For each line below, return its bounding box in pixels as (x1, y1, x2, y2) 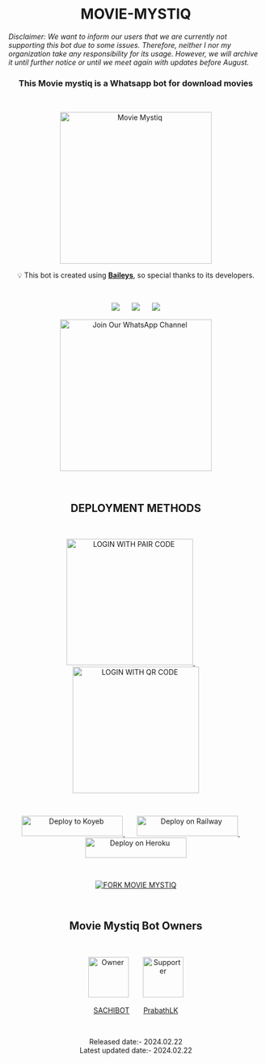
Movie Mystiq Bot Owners (69, 919, 203, 933)
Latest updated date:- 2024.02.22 (79, 1045, 192, 1055)
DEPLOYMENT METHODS (70, 501, 201, 515)
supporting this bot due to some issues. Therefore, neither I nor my (8, 40, 232, 49)
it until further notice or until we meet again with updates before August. (8, 57, 249, 67)
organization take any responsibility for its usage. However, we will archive (8, 49, 259, 58)
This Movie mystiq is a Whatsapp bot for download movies (19, 78, 253, 89)
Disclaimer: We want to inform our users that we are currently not (8, 32, 228, 41)
